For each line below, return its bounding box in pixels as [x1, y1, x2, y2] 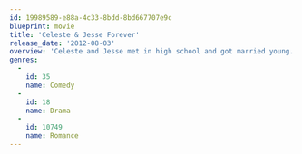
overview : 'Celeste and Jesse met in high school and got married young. [9, 47, 295, 56]
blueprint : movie [9, 22, 75, 31]
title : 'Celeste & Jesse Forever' [9, 30, 141, 39]
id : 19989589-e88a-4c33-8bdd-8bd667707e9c [9, 13, 172, 23]
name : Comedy [25, 81, 75, 90]
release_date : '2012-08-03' [9, 38, 116, 48]
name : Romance [25, 131, 79, 140]
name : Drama [25, 106, 71, 115]
